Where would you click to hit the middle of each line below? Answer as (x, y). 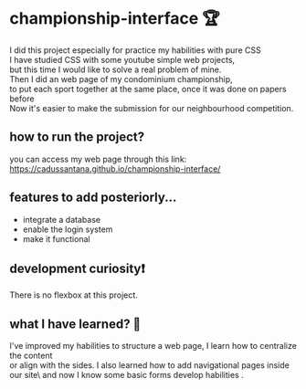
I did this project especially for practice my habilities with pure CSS (136, 50)
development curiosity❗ (78, 268)
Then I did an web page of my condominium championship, (121, 79)
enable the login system (68, 229)
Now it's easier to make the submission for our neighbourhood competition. (152, 108)
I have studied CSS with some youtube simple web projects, (122, 59)
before (22, 99)
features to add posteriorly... (93, 198)
